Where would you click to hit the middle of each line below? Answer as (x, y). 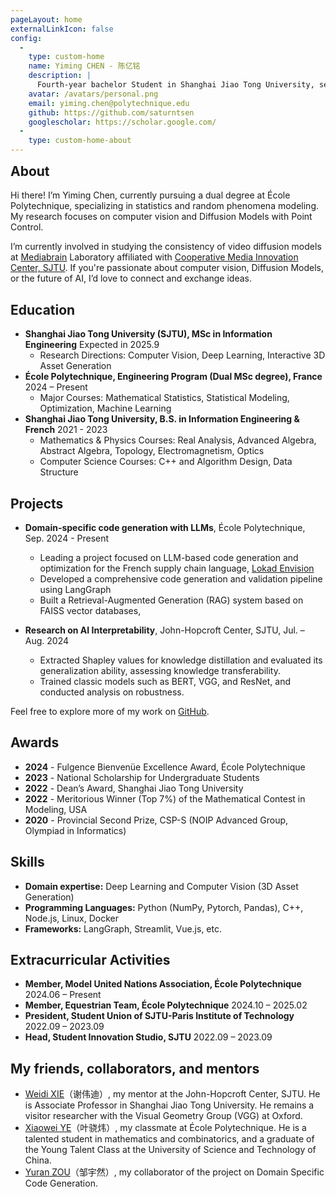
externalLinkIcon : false (62, 29)
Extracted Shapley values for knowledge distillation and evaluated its (181, 660)
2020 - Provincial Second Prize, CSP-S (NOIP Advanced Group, (156, 820)
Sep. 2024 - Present (67, 538)
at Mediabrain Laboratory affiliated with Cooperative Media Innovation (154, 257)
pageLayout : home (46, 19)
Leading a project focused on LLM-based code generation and (169, 558)
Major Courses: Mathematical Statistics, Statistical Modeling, (164, 398)
